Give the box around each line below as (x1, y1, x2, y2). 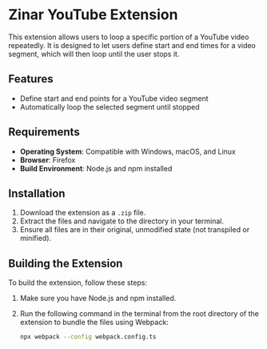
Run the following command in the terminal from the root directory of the (19, 309, 260, 319)
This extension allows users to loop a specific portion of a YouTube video (8, 32, 249, 42)
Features (8, 72, 54, 86)
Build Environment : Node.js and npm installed (19, 163, 173, 173)
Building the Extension (8, 256, 123, 270)
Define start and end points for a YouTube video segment (19, 94, 209, 103)
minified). (19, 234, 52, 243)
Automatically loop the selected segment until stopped (19, 102, 200, 111)
